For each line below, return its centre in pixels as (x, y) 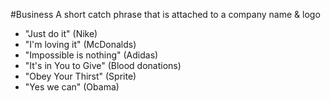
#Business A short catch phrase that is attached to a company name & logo (165, 14)
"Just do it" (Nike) (61, 33)
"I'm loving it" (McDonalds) (80, 44)
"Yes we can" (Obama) (72, 87)
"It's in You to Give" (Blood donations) (103, 65)
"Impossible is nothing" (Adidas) (91, 55)
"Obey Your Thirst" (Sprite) (80, 76)
